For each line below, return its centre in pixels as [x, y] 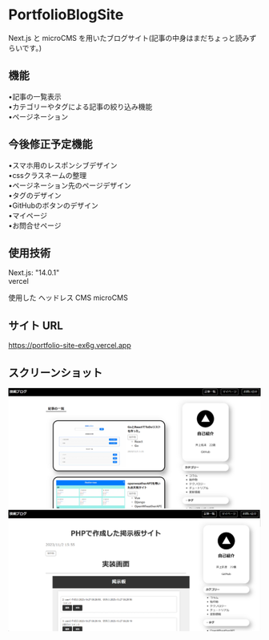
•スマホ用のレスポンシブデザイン [63, 165]
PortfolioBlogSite [66, 15]
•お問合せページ [35, 225]
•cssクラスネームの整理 [47, 175]
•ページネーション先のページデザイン [70, 185]
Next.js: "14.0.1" [34, 273]
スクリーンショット [55, 373]
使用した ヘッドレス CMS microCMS [68, 298]
